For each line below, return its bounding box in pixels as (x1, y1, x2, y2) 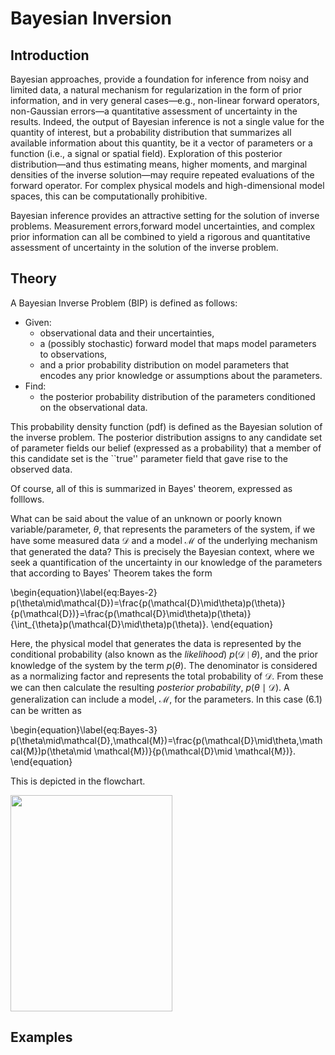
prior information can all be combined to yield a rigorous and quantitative (10, 231, 311, 242)
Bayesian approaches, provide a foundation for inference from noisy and (10, 73, 310, 85)
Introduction (10, 47, 90, 64)
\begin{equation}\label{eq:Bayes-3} (10, 723, 158, 736)
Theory (10, 270, 58, 287)
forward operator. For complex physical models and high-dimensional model (10, 180, 325, 191)
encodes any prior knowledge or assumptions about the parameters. (39, 369, 323, 381)
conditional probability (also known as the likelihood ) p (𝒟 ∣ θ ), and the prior (10, 648, 319, 660)
